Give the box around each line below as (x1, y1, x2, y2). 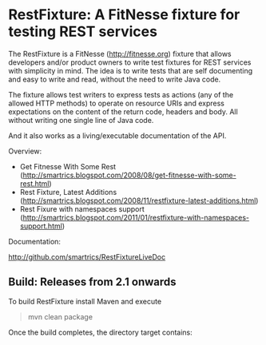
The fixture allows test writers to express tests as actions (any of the (8, 89, 234, 99)
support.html (19, 221, 62, 231)
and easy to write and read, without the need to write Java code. (8, 74, 221, 84)
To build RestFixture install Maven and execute (8, 296, 162, 306)
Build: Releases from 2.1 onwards (8, 276, 177, 289)
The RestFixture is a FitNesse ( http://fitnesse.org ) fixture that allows (8, 49, 232, 58)
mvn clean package (27, 311, 93, 321)
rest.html (19, 178, 50, 188)
